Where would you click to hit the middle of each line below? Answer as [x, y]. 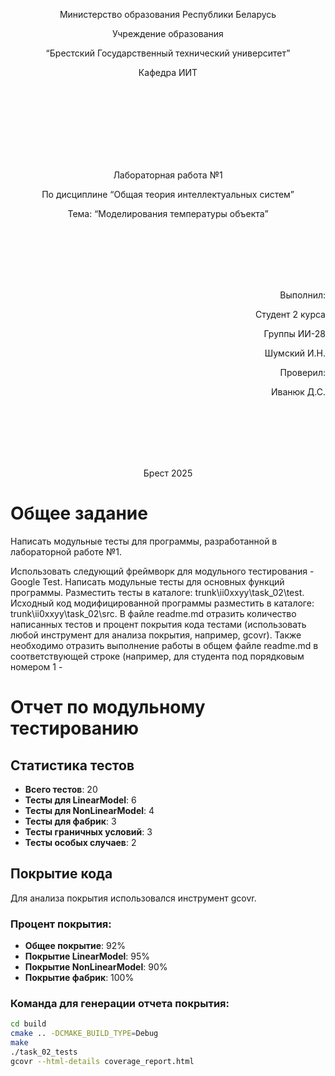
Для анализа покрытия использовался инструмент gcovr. [133, 898]
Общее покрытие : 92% [75, 946]
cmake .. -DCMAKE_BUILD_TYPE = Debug [84, 1034]
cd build [28, 1024]
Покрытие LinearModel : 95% [87, 956]
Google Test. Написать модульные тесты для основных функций [147, 581]
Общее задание [79, 513]
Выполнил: [302, 295]
